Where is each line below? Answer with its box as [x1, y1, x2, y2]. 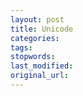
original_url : [10, 71, 70, 81]
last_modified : [10, 61, 74, 71]
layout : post [10, 14, 65, 25]
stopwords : [10, 52, 56, 62]
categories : [10, 33, 60, 43]
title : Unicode [10, 24, 74, 34]
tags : [10, 42, 33, 53]
